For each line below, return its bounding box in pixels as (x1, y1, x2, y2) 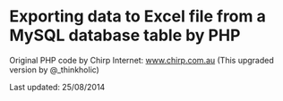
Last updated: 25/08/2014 (9, 81, 106, 92)
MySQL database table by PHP (9, 25, 241, 46)
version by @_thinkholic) (9, 64, 100, 75)
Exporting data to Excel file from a (9, 6, 266, 27)
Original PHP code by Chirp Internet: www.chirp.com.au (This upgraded (9, 55, 275, 65)
